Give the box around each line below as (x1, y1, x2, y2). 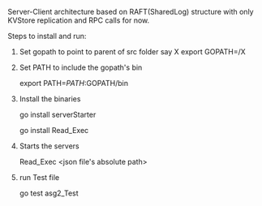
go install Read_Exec (19, 126, 89, 135)
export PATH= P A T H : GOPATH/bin (19, 79, 129, 88)
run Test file (19, 173, 60, 182)
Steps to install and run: (7, 32, 87, 41)
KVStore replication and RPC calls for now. (7, 15, 150, 25)
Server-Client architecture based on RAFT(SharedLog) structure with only (7, 7, 254, 16)
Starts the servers (19, 141, 79, 151)
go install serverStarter (19, 109, 97, 119)
